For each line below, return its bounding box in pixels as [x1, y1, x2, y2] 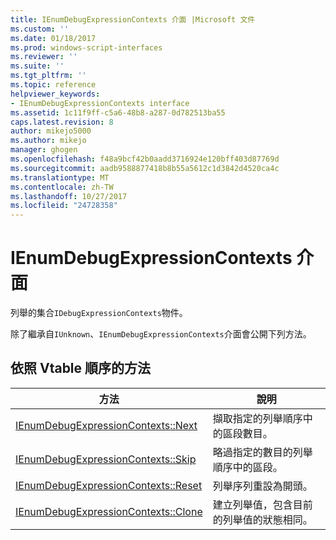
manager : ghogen [10, 145, 78, 155]
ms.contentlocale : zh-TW [10, 182, 114, 192]
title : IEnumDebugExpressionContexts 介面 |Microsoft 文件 [10, 14, 256, 25]
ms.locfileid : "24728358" [10, 201, 118, 211]
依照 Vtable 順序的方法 [10, 360, 152, 377]
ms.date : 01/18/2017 [10, 33, 97, 43]
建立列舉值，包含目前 [212, 497, 313, 511]
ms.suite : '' [10, 61, 65, 71]
